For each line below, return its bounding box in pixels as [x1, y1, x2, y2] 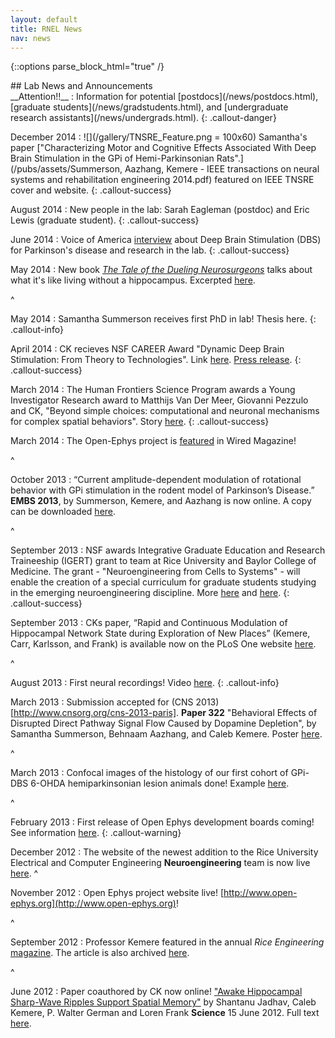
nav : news [10, 33, 52, 43]
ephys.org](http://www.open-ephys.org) [10, 897, 177, 910]
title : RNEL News [10, 24, 83, 34]
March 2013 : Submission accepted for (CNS [10, 696, 194, 708]
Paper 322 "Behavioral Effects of [181, 707, 318, 719]
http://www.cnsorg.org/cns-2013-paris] [13, 707, 177, 719]
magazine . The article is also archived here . [10, 947, 190, 959]
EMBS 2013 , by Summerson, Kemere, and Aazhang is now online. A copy [10, 495, 312, 507]
